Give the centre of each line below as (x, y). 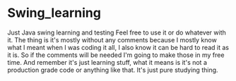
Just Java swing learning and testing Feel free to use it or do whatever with (117, 32)
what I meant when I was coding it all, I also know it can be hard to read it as (118, 47)
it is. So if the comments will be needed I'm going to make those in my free (116, 55)
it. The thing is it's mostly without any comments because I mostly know (112, 39)
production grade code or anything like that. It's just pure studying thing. (113, 70)
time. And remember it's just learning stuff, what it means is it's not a (107, 62)
